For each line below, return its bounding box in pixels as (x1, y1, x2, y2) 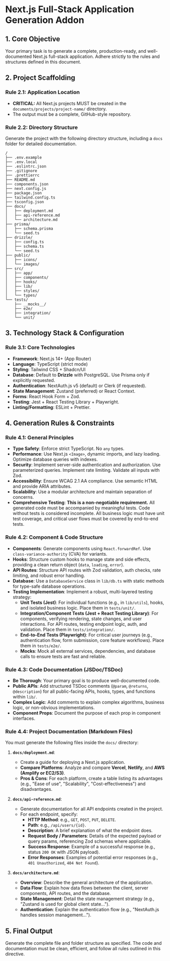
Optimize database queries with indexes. (12, 456, 98, 463)
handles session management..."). (20, 912, 91, 918)
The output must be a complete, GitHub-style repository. (12, 111, 131, 117)
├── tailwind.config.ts (5, 195, 56, 200)
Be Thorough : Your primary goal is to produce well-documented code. (12, 677, 161, 684)
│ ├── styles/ (5, 288, 40, 293)
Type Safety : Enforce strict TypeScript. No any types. (12, 445, 125, 452)
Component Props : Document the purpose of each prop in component (12, 710, 161, 716)
